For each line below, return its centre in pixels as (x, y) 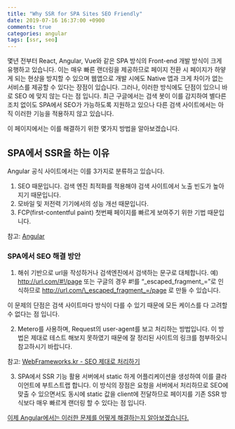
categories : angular (38, 33)
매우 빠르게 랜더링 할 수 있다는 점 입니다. (91, 403)
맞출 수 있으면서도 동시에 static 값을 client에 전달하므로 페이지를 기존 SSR (118, 394)
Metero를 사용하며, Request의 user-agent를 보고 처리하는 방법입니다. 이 (117, 329)
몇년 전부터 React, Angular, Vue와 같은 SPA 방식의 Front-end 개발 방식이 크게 (115, 61)
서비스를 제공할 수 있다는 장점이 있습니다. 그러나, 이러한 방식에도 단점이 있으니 (114, 87)
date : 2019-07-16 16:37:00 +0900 (56, 20)
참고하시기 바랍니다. (45, 347)
